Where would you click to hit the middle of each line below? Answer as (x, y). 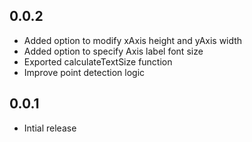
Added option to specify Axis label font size (113, 51)
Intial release (50, 128)
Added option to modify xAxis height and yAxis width (133, 40)
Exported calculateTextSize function (98, 61)
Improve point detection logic (84, 72)
